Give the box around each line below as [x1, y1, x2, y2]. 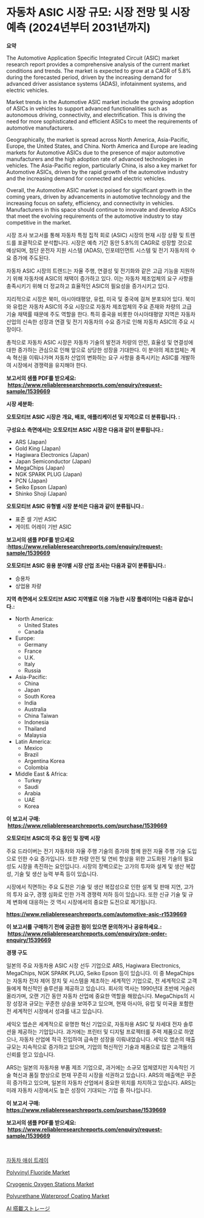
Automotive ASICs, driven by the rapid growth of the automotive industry [6, 168, 188, 175]
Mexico [24, 744, 43, 751]
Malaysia [24, 731, 47, 739]
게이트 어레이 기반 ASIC [15, 523, 72, 530]
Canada [24, 628, 44, 635]
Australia [24, 705, 47, 712]
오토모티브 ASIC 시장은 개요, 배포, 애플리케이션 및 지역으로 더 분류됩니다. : [6, 413, 180, 420]
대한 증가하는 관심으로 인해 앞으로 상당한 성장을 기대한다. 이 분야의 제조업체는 [6, 346, 189, 353]
